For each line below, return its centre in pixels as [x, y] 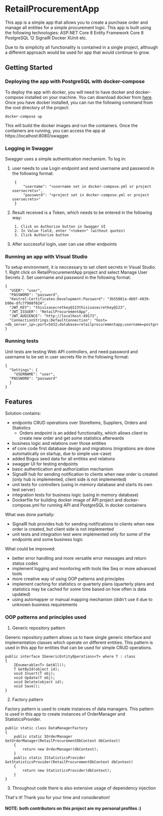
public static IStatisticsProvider [50, 758]
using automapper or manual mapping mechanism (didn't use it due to [82, 600]
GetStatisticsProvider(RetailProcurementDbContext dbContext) [69, 762]
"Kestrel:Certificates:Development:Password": [57, 299]
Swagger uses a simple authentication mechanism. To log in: [66, 159]
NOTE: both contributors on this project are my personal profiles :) [73, 808]
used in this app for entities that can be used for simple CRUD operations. [79, 647]
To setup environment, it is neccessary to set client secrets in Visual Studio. [81, 267]
